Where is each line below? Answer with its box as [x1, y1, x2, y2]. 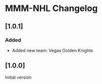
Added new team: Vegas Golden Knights [12, 47, 93, 53]
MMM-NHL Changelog [5, 3, 98, 14]
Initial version [5, 74, 32, 80]
